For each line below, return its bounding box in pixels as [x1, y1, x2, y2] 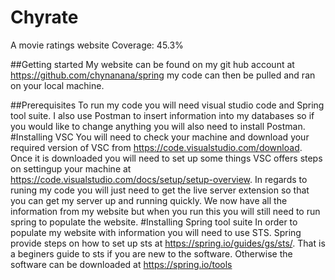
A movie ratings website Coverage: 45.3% [10, 39, 184, 51]
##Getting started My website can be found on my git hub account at [10, 58, 295, 70]
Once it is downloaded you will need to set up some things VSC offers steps [10, 152, 323, 164]
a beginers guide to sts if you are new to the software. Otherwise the [10, 247, 293, 260]
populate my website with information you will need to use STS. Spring [10, 226, 302, 238]
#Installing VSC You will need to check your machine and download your [10, 131, 310, 143]
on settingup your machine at [10, 162, 132, 175]
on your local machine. [10, 79, 105, 91]
